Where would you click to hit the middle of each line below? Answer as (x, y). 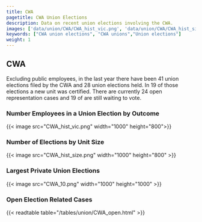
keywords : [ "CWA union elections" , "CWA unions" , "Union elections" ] (94, 34)
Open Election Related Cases (49, 199)
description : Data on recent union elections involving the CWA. (90, 23)
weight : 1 (19, 40)
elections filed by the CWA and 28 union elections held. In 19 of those (92, 85)
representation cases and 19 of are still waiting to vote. (74, 97)
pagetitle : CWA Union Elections (47, 17)
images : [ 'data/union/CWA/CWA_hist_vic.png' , (64, 29)
